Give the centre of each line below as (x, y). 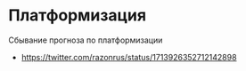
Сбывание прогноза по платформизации (86, 40)
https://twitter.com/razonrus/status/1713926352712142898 (129, 57)
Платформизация (78, 16)
